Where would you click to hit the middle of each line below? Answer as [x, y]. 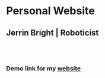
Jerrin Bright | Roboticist [52, 33]
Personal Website [50, 11]
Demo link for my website [44, 68]
